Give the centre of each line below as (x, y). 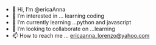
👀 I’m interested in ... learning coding (58, 16)
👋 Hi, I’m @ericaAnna (39, 9)
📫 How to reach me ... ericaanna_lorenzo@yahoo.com (81, 36)
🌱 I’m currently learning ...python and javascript (72, 22)
